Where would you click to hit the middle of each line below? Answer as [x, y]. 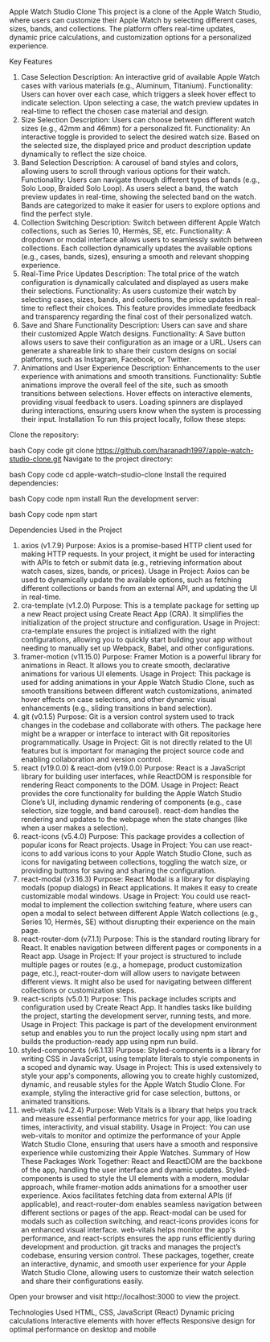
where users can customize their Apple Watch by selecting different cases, [133, 20]
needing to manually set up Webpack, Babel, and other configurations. [137, 648]
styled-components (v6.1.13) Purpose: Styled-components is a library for [141, 1050]
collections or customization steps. [79, 990]
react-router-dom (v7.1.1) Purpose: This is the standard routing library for [140, 939]
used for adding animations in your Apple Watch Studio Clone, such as [137, 682]
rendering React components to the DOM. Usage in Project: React [130, 785]
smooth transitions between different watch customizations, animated [136, 691]
